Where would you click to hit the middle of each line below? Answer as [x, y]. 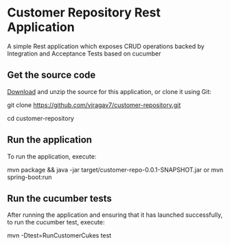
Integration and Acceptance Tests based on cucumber [84, 54]
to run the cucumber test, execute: [56, 222]
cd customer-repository [41, 118]
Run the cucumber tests [59, 198]
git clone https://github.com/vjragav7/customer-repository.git [94, 105]
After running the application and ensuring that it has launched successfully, [115, 215]
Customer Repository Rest [84, 13]
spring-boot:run [30, 177]
